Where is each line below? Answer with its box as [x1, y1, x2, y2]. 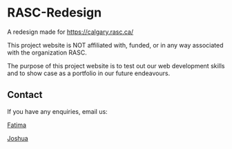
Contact [7, 89, 43, 101]
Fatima [7, 121, 26, 129]
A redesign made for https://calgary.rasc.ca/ [7, 28, 134, 36]
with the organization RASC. [7, 48, 88, 57]
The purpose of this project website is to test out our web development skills [7, 61, 226, 70]
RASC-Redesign [7, 5, 102, 21]
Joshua [7, 134, 29, 142]
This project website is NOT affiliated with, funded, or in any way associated [7, 41, 224, 49]
